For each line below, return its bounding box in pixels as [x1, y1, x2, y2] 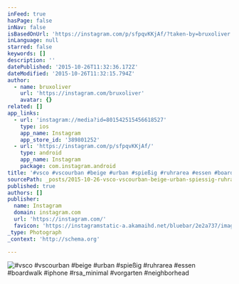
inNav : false [7, 23, 46, 31]
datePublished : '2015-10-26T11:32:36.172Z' [7, 63, 139, 70]
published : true [7, 182, 55, 189]
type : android [20, 149, 62, 157]
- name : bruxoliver [14, 83, 72, 90]
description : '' [7, 57, 55, 64]
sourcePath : [7, 176, 43, 183]
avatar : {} [20, 97, 53, 104]
